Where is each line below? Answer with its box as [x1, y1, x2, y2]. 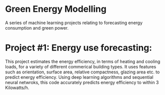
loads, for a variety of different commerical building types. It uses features [5, 63, 157, 69]
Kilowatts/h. [5, 85, 30, 91]
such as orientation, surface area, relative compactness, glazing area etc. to [5, 69, 160, 75]
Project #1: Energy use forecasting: [5, 42, 152, 54]
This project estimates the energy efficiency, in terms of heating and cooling [5, 58, 161, 64]
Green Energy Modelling [5, 3, 107, 15]
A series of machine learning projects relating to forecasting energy [5, 20, 143, 26]
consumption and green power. [5, 25, 69, 31]
